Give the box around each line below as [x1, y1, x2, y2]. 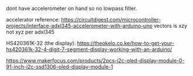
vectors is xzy [153, 23, 188, 29]
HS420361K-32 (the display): [6, 40, 76, 46]
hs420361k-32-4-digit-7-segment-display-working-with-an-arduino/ [6, 46, 173, 53]
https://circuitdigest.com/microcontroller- [61, 16, 161, 23]
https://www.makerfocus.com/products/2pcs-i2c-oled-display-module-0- [6, 57, 185, 64]
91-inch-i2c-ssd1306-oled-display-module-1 [6, 63, 113, 70]
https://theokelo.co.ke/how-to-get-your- [77, 40, 174, 46]
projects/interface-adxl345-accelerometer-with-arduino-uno [6, 23, 153, 29]
